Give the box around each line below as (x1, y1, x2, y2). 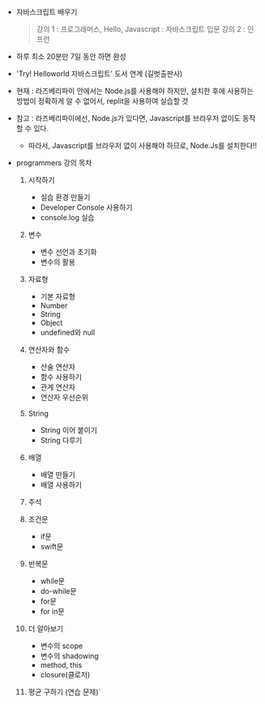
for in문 (40, 607, 65, 616)
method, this (40, 660, 83, 670)
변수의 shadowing (40, 651, 99, 660)
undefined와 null (40, 327, 96, 337)
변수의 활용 (40, 258, 75, 267)
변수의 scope (40, 641, 83, 651)
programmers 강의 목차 (15, 158, 92, 168)
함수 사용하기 (40, 372, 83, 382)
